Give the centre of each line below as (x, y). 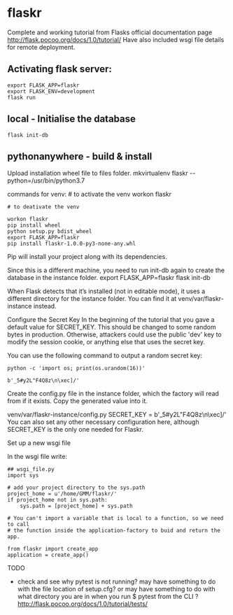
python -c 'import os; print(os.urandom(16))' (76, 369)
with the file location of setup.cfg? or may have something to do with (116, 589)
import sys (23, 476)
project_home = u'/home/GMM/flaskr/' (62, 494)
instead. (45, 306)
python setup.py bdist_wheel (50, 232)
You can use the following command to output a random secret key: (105, 355)
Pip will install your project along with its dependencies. (87, 257)
